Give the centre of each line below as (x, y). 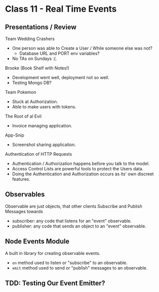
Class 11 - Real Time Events (61, 9)
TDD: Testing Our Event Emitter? (55, 283)
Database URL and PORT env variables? (59, 53)
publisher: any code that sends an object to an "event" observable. (79, 226)
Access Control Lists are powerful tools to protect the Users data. (78, 169)
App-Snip (15, 135)
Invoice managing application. (42, 126)
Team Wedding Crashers (30, 39)
